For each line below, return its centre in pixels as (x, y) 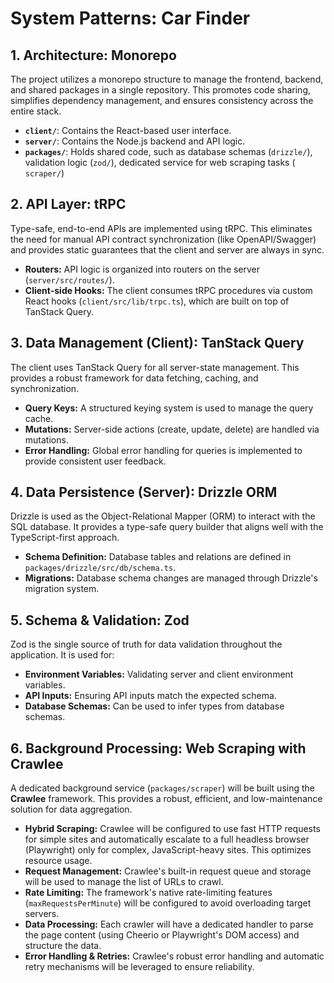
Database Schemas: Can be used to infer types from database (154, 706)
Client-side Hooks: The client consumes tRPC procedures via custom (168, 290)
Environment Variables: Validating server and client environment (159, 674)
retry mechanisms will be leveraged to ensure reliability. (139, 967)
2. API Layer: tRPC (68, 204)
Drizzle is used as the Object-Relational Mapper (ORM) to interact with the (163, 516)
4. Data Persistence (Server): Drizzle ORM (144, 492)
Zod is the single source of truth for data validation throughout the (146, 644)
